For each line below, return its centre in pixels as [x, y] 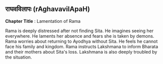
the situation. [19, 57]
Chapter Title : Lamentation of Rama [43, 21]
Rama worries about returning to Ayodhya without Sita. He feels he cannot [81, 41]
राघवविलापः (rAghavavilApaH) [47, 9]
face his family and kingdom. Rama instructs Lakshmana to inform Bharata [82, 46]
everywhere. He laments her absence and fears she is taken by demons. [80, 36]
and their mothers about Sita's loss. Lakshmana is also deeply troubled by [81, 52]
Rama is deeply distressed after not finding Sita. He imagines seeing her [79, 31]
